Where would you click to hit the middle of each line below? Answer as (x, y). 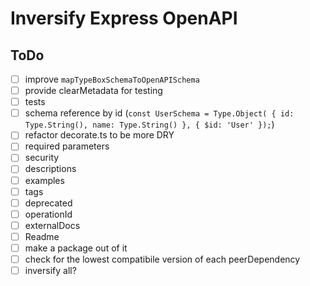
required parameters (67, 146)
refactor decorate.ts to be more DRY (99, 135)
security (42, 158)
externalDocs (52, 225)
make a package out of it (76, 248)
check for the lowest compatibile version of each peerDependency (162, 259)
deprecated (48, 203)
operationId (48, 214)
